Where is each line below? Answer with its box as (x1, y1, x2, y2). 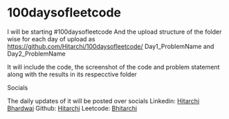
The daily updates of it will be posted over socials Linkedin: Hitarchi (7, 96, 200, 105)
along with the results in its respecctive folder (7, 70, 137, 78)
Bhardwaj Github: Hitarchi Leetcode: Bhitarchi (7, 104, 137, 112)
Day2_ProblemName (7, 50, 66, 58)
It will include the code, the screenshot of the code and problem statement (7, 63, 220, 71)
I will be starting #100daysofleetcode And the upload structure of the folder (7, 28, 222, 36)
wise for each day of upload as (7, 34, 95, 43)
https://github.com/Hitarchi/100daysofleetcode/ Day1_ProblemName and (7, 42, 214, 50)
